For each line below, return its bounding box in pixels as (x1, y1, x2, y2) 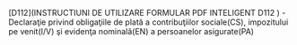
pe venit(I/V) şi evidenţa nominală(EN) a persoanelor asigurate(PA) (8, 26, 255, 36)
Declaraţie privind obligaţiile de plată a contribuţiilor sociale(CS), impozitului (8, 17, 289, 27)
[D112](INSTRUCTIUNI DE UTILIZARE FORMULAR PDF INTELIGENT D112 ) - (8, 8, 286, 18)
